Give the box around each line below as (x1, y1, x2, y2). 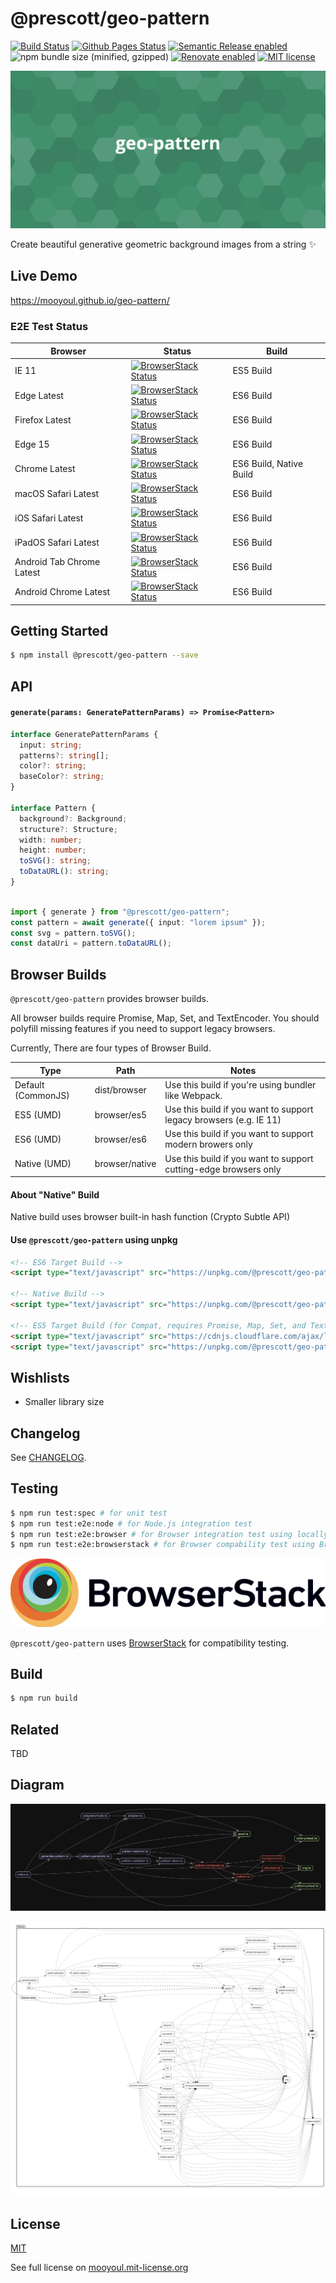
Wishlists (10, 1369, 70, 1386)
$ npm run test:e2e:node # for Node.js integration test (10, 1518, 253, 1529)
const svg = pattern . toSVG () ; (10, 928, 137, 938)
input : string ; (19, 740, 83, 750)
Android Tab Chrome (14, 555, 101, 567)
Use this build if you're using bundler (164, 1078, 317, 1091)
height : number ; (19, 845, 87, 856)
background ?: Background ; (19, 813, 128, 824)
